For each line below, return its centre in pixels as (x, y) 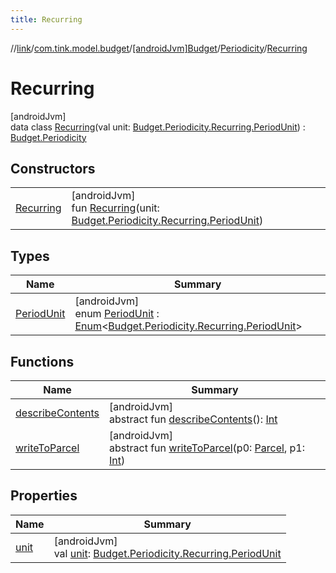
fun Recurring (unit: (115, 208)
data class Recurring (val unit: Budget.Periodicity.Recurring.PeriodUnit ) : (158, 127)
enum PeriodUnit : (117, 314)
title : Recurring (46, 19)
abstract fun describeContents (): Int (193, 419)
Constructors (53, 168)
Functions (42, 361)
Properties (44, 496)
